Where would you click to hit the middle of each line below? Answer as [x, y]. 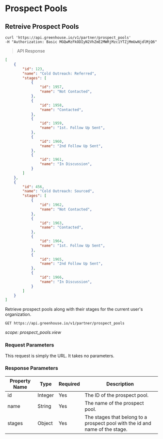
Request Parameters [30, 345]
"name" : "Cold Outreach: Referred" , [59, 74]
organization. [18, 314]
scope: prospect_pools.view [33, 332]
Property [20, 381]
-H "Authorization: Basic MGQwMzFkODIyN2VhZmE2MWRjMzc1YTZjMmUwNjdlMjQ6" [81, 42]
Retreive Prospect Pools [42, 27]
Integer [46, 395]
